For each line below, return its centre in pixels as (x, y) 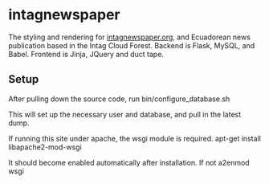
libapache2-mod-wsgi (45, 147)
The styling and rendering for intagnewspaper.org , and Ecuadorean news (130, 37)
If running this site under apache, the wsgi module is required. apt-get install (134, 138)
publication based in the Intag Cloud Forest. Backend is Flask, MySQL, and (132, 45)
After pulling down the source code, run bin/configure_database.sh (119, 99)
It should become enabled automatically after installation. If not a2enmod (129, 162)
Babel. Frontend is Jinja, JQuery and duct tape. (86, 54)
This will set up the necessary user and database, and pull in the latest (125, 114)
